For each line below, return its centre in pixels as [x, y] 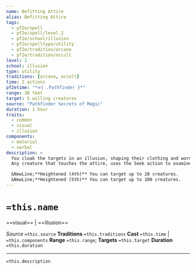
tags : [13, 22]
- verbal [22, 147]
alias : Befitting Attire [36, 17]
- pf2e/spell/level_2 [38, 33]
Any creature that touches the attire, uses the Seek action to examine [101, 164]
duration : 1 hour [27, 109]
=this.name [32, 208]
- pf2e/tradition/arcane [41, 50]
